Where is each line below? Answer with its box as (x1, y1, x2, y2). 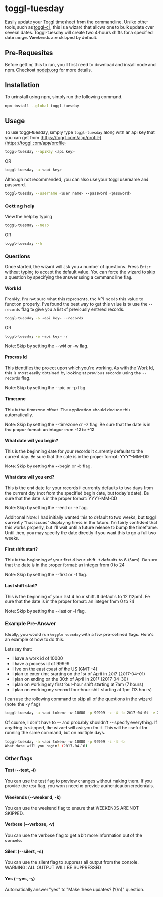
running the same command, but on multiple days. (5, 729, 106, 735)
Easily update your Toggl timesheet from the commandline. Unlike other (5, 19, 148, 25)
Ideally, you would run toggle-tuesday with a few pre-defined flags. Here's (5, 631, 154, 637)
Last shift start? (5, 582, 38, 588)
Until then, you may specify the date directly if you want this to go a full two (5, 529, 156, 536)
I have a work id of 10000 (12, 655, 63, 661)
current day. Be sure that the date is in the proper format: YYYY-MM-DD (5, 453, 149, 459)
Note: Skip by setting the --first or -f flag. (5, 572, 87, 578)
